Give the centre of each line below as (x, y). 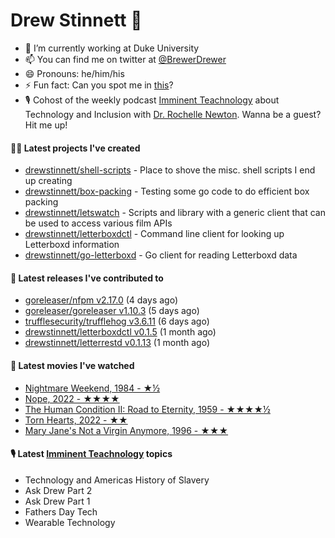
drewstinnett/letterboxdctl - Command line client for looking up (154, 234)
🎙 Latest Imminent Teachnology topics (91, 454)
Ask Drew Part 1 (57, 501)
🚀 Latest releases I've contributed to (87, 278)
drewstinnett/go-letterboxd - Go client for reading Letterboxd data (161, 255)
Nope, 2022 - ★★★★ (72, 398)
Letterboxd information (72, 245)
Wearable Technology (70, 522)
